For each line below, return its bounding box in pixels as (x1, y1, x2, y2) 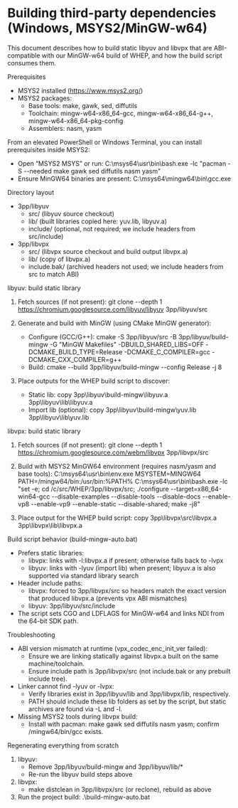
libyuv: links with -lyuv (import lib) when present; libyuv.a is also (28, 563, 216, 572)
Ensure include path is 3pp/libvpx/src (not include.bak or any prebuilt (28, 666, 231, 675)
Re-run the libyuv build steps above (28, 770, 133, 778)
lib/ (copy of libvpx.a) (28, 255, 91, 263)
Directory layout (7, 188, 55, 196)
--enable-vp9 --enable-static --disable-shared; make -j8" (31, 499, 200, 508)
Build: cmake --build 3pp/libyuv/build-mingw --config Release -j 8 (28, 363, 222, 371)
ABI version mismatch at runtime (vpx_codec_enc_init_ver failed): (17, 644, 208, 652)
